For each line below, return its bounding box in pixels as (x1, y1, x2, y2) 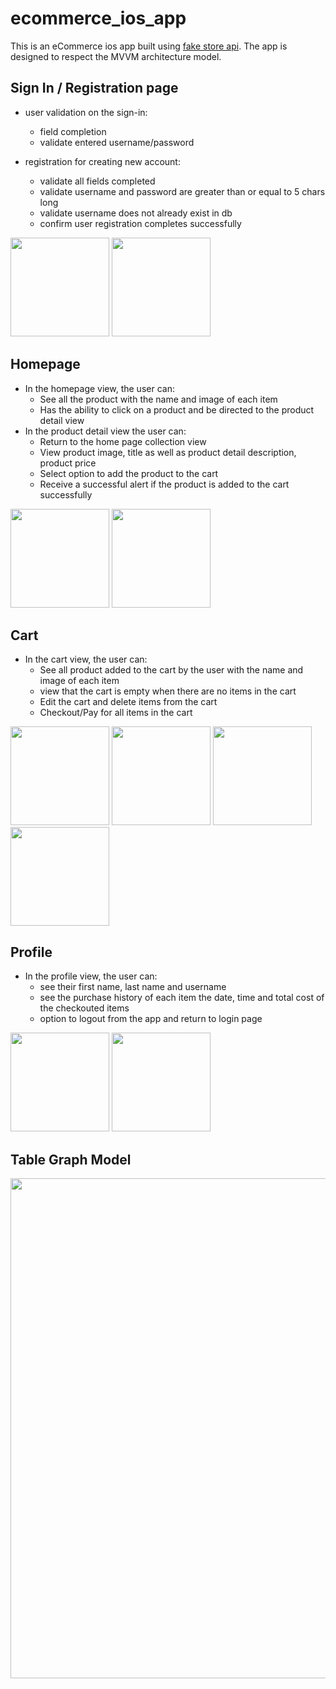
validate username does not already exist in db (39, 207, 233, 219)
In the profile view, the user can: (24, 970, 158, 982)
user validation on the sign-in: (24, 106, 148, 118)
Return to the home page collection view (39, 435, 207, 447)
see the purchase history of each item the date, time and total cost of (39, 992, 325, 1004)
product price (39, 457, 97, 469)
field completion (39, 125, 107, 137)
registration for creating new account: (24, 155, 181, 167)
